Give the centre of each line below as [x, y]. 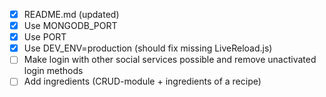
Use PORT [45, 37]
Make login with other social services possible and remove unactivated [170, 60]
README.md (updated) [71, 14]
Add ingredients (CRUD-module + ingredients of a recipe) [142, 81]
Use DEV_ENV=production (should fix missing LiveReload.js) [148, 48]
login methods [53, 71]
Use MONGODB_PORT [70, 26]
